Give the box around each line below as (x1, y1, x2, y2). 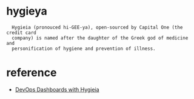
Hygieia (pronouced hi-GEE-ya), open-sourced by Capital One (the (12, 24, 183, 30)
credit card (6, 29, 36, 36)
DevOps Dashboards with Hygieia (15, 86, 99, 93)
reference (6, 66, 57, 80)
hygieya (6, 4, 47, 18)
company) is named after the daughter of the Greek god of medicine (12, 35, 189, 41)
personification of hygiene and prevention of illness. (12, 46, 156, 52)
